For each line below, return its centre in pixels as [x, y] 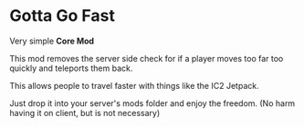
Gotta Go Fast [63, 16]
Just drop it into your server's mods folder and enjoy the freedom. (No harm [152, 103]
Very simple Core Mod [52, 41]
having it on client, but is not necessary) [85, 112]
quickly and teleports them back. [71, 68]
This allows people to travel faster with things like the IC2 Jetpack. [134, 85]
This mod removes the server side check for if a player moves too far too [147, 58]
